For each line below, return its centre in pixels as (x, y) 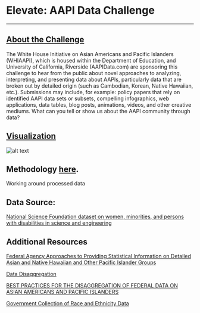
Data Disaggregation (31, 274)
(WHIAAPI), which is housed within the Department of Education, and (91, 60)
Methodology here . (43, 169)
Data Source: (31, 202)
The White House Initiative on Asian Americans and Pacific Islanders (90, 54)
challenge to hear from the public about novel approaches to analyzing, (94, 73)
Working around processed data (46, 184)
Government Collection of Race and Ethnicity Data (68, 303)
